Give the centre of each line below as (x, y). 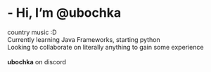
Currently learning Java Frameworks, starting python (84, 39)
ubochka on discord (37, 62)
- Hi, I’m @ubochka (64, 13)
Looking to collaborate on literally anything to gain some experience (105, 47)
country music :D (32, 32)
